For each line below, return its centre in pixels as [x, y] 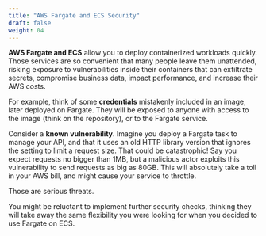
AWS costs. [27, 86]
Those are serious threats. [51, 192]
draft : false [30, 23]
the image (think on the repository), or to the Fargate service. [108, 119]
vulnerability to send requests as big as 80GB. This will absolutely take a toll [132, 168]
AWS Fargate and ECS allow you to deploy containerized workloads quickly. [133, 53]
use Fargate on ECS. [42, 223]
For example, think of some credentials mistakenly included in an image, [127, 102]
